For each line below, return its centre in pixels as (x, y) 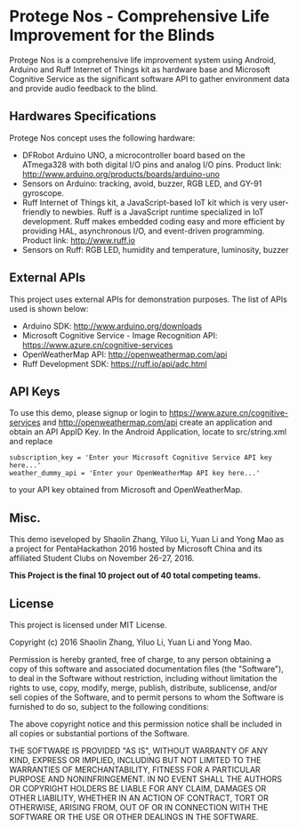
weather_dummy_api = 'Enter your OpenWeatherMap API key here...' (135, 474)
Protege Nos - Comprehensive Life (139, 16)
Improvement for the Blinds (112, 35)
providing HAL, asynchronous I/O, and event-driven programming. (143, 231)
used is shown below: (49, 308)
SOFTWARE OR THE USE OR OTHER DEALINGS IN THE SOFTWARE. (134, 817)
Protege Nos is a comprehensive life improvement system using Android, (143, 60)
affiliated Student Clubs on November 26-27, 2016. (102, 558)
